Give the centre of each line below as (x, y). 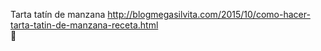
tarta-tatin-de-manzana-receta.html (84, 25)
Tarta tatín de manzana (58, 14)
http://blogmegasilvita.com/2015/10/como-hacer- (209, 14)
